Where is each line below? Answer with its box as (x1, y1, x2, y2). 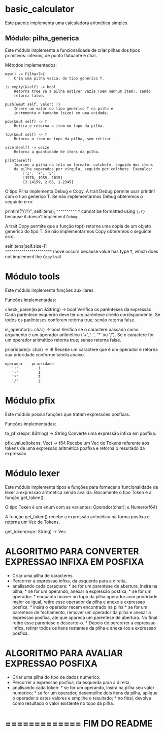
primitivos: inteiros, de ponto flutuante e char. (5, 52, 98, 58)
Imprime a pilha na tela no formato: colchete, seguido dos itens (14, 162, 153, 167)
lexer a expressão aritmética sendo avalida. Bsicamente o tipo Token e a (5, 489, 152, 495)
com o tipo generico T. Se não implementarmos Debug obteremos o (5, 193, 143, 199)
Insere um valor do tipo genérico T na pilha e (14, 106, 113, 111)
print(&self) (5, 158, 32, 163)
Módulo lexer (5, 467, 60, 479)
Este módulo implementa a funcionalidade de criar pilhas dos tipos (5, 47, 140, 53)
